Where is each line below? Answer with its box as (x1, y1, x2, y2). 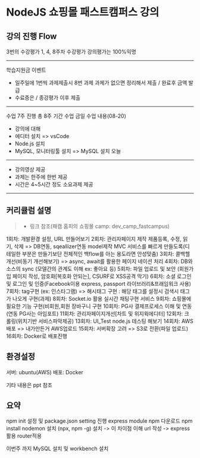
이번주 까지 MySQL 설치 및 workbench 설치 (6, 445, 109, 452)
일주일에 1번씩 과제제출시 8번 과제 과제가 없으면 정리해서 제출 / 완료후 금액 (14, 79, 187, 86)
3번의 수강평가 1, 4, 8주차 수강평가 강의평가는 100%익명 (6, 48, 137, 55)
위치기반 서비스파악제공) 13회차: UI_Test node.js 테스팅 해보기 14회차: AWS (17, 317, 193, 325)
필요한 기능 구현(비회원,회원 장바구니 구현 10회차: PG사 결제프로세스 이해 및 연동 (6, 303, 192, 310)
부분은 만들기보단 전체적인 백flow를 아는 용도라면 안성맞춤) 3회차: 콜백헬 (21, 250, 190, 257)
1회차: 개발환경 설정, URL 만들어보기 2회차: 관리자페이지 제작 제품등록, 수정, (6, 235, 182, 242)
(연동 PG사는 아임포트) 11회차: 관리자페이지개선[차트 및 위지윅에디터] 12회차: (6, 310, 183, 317)
